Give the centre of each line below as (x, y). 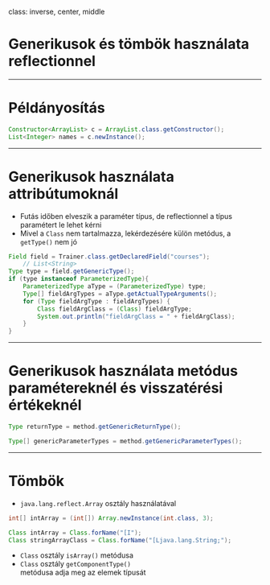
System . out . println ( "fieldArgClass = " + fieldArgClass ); (136, 316)
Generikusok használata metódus (123, 371)
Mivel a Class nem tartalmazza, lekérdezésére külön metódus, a (125, 233)
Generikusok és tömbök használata (129, 44)
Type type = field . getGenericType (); (72, 272)
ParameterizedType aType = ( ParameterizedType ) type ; (115, 286)
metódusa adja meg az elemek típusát (83, 573)
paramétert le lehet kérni (61, 225)
